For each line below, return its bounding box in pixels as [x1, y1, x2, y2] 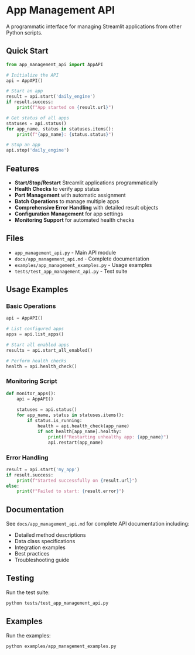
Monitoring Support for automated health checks [14, 216, 135, 223]
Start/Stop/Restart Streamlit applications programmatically [14, 179, 158, 186]
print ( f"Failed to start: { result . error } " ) [16, 488, 125, 495]
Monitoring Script [6, 377, 57, 385]
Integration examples [14, 544, 66, 551]
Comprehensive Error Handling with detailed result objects [14, 204, 159, 211]
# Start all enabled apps [6, 342, 69, 348]
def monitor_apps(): [6, 390, 57, 396]
